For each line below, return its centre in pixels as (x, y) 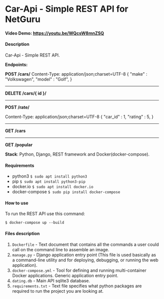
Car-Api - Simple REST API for (67, 9)
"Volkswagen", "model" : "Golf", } (39, 79)
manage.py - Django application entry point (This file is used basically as (84, 255)
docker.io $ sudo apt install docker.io (53, 187)
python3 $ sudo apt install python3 (50, 176)
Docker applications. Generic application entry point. (65, 275)
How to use (17, 203)
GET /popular (19, 144)
